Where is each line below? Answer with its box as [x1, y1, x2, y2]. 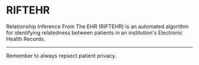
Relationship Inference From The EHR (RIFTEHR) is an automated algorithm [6, 23, 189, 30]
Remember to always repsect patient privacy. [6, 52, 117, 59]
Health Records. [6, 35, 46, 42]
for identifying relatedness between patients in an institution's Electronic [6, 29, 183, 36]
